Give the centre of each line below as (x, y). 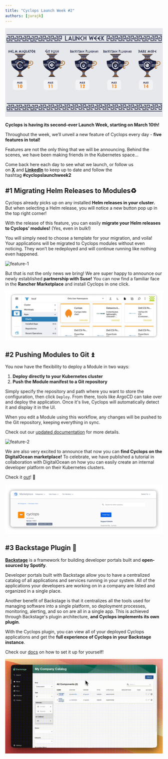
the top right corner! (26, 213)
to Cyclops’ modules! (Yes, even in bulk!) (48, 228)
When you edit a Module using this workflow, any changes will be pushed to (83, 417)
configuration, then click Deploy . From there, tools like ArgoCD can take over (84, 397)
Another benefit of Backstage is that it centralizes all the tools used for (78, 600)
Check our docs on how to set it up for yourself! (54, 652)
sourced (14, 565)
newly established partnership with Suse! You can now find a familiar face (82, 279)
